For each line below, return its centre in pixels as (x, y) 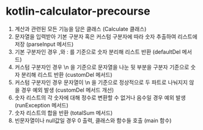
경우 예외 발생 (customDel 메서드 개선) (68, 90)
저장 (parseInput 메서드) (44, 44)
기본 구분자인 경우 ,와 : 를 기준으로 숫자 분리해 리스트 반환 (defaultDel (98, 52)
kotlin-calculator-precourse (78, 11)
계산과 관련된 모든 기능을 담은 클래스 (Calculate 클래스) (80, 29)
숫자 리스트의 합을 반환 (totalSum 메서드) (64, 113)
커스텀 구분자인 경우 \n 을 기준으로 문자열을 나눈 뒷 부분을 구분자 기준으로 (102, 67)
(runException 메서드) (41, 105)
